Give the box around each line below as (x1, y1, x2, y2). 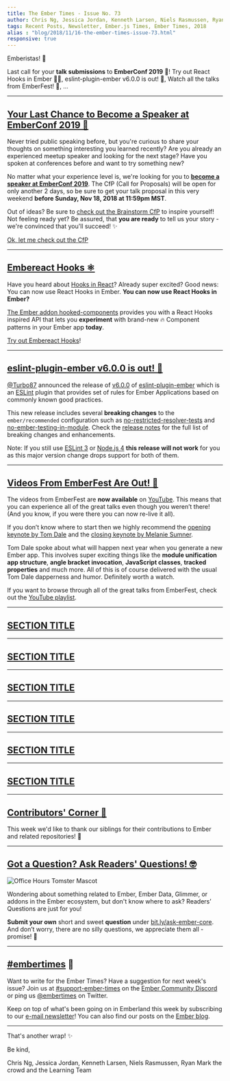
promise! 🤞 (7, 932, 38, 941)
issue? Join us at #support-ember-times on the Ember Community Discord (7, 984, 218, 992)
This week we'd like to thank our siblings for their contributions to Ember (7, 825, 212, 833)
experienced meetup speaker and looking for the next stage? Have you (7, 151, 207, 160)
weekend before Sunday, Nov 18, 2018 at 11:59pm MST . (7, 194, 167, 202)
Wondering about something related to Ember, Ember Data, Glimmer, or (7, 890, 208, 898)
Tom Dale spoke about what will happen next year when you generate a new (7, 544, 222, 552)
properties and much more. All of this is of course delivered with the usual (7, 566, 218, 574)
